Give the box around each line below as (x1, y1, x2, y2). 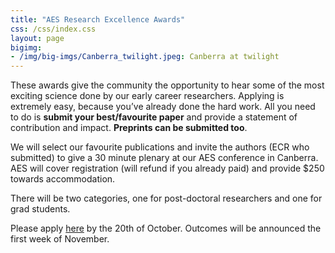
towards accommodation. (10, 173, 116, 185)
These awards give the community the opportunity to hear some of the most (10, 79, 325, 91)
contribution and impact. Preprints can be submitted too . (10, 122, 248, 134)
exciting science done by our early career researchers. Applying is (10, 90, 285, 102)
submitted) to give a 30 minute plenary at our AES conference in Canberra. (10, 152, 319, 164)
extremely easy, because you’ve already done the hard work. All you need (10, 101, 316, 113)
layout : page (10, 33, 65, 43)
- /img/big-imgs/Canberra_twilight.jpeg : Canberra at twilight (10, 52, 280, 62)
